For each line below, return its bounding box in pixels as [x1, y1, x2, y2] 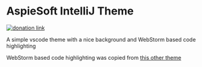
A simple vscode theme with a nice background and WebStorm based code [6, 36, 197, 43]
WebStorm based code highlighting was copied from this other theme [6, 54, 182, 61]
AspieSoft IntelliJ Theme [6, 4, 134, 18]
